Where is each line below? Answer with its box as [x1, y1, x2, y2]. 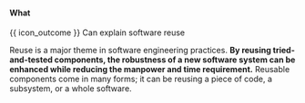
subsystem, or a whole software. [9, 83, 132, 94]
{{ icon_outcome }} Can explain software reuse [9, 27, 186, 38]
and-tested [9, 54, 53, 65]
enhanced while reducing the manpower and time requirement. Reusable [9, 64, 290, 75]
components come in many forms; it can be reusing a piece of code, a [9, 73, 273, 85]
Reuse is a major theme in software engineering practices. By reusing [9, 45, 271, 56]
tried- [272, 45, 296, 56]
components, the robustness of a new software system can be [54, 54, 296, 65]
